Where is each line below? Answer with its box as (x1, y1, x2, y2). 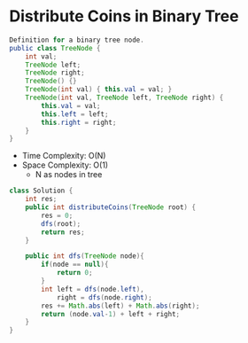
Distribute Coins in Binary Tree (9, 6, 239, 27)
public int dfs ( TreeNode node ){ (25, 252, 144, 261)
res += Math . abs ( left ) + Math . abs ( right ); (41, 301, 200, 310)
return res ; (41, 228, 86, 237)
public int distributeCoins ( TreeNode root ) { (25, 203, 197, 212)
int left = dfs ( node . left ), (41, 285, 144, 293)
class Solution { (9, 186, 74, 196)
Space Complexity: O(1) (21, 160, 109, 170)
